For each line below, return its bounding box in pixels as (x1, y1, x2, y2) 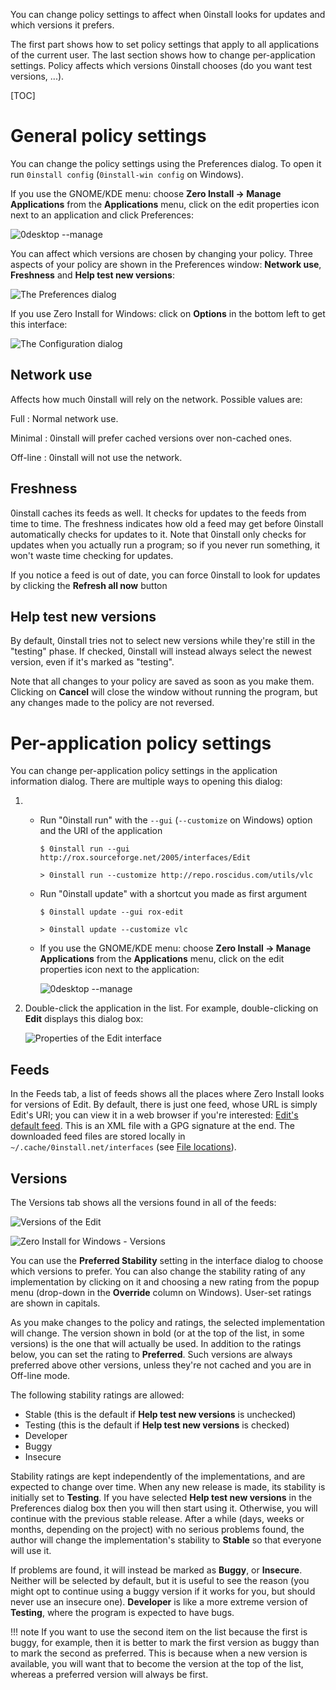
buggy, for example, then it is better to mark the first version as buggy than (10, 1636, 320, 1648)
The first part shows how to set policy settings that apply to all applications (10, 39, 320, 50)
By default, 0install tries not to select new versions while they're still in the (10, 635, 316, 647)
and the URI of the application (39, 825, 163, 837)
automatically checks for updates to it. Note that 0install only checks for (10, 528, 307, 540)
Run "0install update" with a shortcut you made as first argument (39, 888, 308, 900)
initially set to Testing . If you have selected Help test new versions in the (10, 1491, 313, 1503)
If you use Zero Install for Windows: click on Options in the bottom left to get (10, 307, 326, 319)
